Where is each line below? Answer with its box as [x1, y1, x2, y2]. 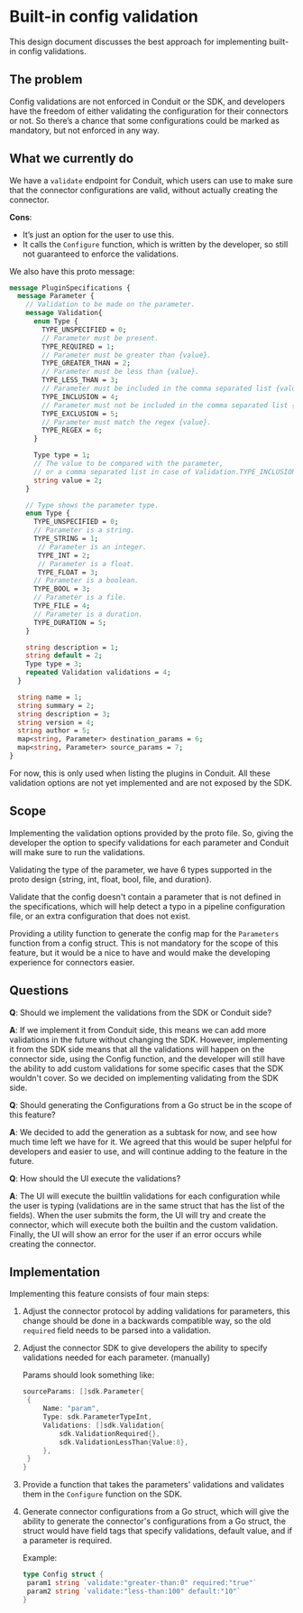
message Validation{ [25, 309, 103, 318]
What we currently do [9, 151, 133, 166]
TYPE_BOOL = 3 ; [32, 584, 91, 593]
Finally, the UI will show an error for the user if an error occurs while [9, 1228, 262, 1239]
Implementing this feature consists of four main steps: [9, 1289, 210, 1300]
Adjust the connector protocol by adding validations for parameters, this [22, 1306, 290, 1317]
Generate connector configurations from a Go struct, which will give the [22, 1506, 289, 1517]
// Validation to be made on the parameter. [25, 300, 196, 309]
